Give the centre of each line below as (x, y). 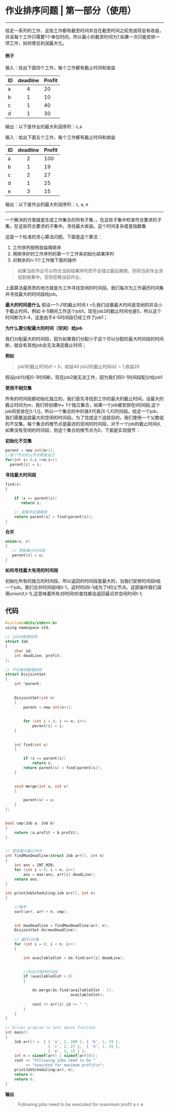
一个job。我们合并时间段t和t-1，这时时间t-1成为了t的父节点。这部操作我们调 (83, 587)
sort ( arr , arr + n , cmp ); (41, 911)
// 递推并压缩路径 (31, 512)
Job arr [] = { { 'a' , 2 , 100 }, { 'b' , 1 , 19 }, (67, 1041)
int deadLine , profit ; (38, 656)
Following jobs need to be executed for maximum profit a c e (80, 1104)
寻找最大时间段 (21, 475)
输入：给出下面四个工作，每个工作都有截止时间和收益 (60, 68)
